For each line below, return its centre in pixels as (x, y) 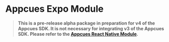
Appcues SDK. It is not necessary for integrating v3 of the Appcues (91, 28)
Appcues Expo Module (55, 9)
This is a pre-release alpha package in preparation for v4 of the (86, 23)
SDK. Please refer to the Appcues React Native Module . (78, 34)
